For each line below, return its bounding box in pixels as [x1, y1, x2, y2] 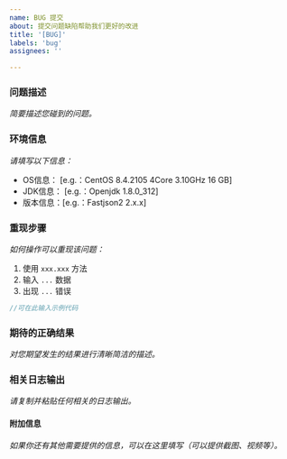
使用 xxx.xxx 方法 [22, 263, 88, 274]
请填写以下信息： [9, 155, 73, 166]
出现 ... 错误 [22, 286, 72, 297]
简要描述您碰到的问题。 [9, 108, 97, 119]
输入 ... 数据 [22, 274, 72, 285]
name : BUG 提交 [9, 13, 64, 23]
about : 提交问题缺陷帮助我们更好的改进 [9, 22, 139, 31]
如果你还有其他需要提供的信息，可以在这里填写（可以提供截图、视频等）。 [9, 439, 282, 451]
